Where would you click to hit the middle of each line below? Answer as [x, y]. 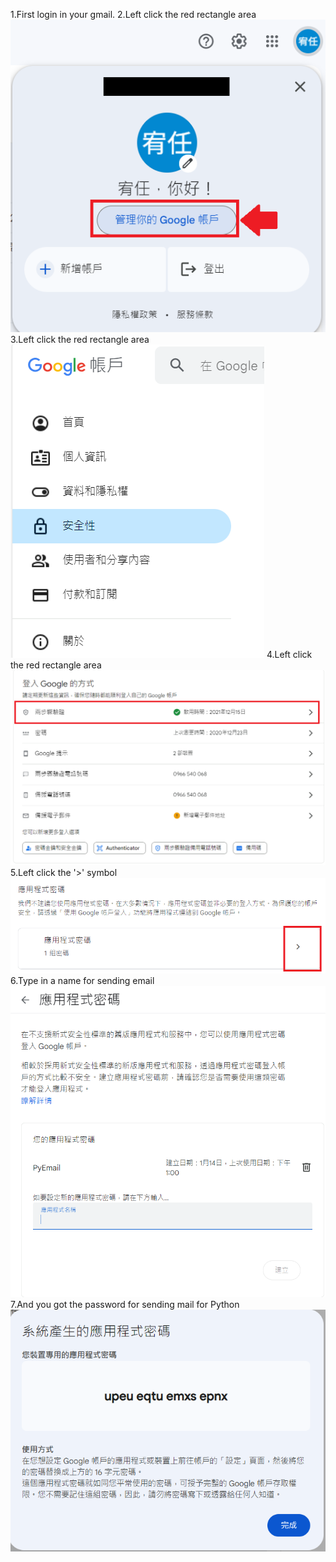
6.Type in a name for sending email [82, 981]
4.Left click [289, 655]
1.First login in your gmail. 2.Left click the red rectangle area [133, 14]
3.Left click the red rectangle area [80, 340]
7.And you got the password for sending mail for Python [125, 1304]
